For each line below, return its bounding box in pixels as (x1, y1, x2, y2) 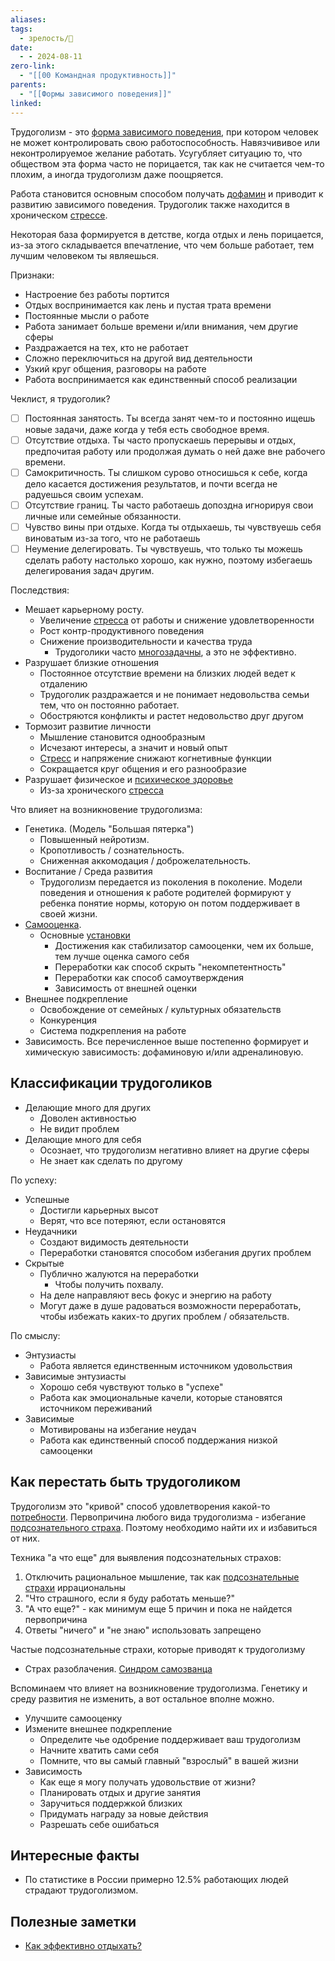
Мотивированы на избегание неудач (39, 1423, 197, 1435)
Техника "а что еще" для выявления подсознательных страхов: (10, 1551, 282, 1563)
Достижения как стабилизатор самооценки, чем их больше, (54, 939, 314, 951)
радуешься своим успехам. (24, 488, 144, 500)
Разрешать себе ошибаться (39, 1818, 160, 1830)
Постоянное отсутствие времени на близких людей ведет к (39, 667, 296, 679)
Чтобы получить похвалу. (54, 1278, 164, 1290)
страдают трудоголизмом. (24, 1884, 139, 1896)
